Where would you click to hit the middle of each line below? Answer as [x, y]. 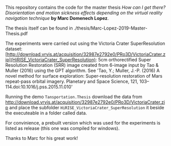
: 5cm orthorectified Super [124, 60]
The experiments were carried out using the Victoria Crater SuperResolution [85, 43]
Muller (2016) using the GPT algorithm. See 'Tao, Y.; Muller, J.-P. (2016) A [82, 70]
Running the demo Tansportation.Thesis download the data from [74, 97]
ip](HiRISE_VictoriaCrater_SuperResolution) [51, 60]
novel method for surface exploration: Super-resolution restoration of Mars [84, 76]
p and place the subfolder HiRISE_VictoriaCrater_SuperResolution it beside [85, 107]
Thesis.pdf [17, 33]
